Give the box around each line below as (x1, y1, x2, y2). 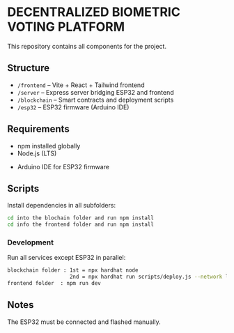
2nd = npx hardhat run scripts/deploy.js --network (69, 273, 223, 281)
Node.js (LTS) (17, 149, 57, 157)
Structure (7, 62, 50, 74)
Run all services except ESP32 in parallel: (7, 254, 126, 262)
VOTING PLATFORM (7, 19, 125, 35)
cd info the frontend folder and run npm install (7, 221, 155, 229)
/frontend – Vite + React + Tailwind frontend (17, 81, 145, 89)
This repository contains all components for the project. (7, 42, 167, 50)
